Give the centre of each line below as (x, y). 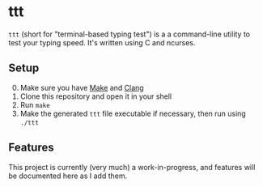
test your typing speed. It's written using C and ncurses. (102, 42)
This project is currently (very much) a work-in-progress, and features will (132, 167)
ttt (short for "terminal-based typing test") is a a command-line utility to (129, 34)
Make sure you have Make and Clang (82, 87)
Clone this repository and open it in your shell (96, 96)
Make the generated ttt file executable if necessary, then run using (133, 113)
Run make (35, 104)
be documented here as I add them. (68, 176)
